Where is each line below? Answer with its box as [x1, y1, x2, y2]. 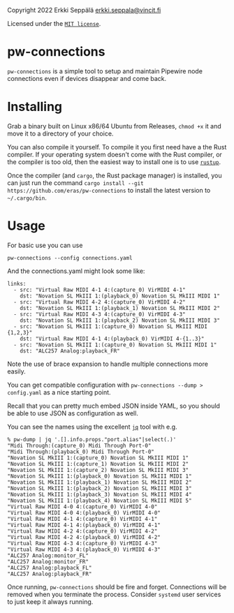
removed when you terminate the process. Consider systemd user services [7, 590, 221, 598]
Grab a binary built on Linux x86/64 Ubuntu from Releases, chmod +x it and [7, 121, 221, 130]
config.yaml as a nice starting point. [7, 387, 111, 397]
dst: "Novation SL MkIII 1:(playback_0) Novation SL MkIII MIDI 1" [20, 293, 220, 300]
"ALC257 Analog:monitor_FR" [7, 558, 89, 565]
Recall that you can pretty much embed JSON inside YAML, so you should [7, 401, 220, 410]
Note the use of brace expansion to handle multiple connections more [7, 360, 208, 368]
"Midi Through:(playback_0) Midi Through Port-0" [7, 448, 155, 455]
